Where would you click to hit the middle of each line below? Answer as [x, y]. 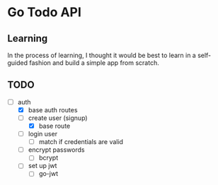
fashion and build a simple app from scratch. [94, 63]
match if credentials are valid [81, 142]
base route [54, 126]
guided [18, 63]
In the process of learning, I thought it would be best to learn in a [102, 55]
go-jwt [48, 174]
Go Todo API [44, 12]
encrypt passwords [56, 150]
